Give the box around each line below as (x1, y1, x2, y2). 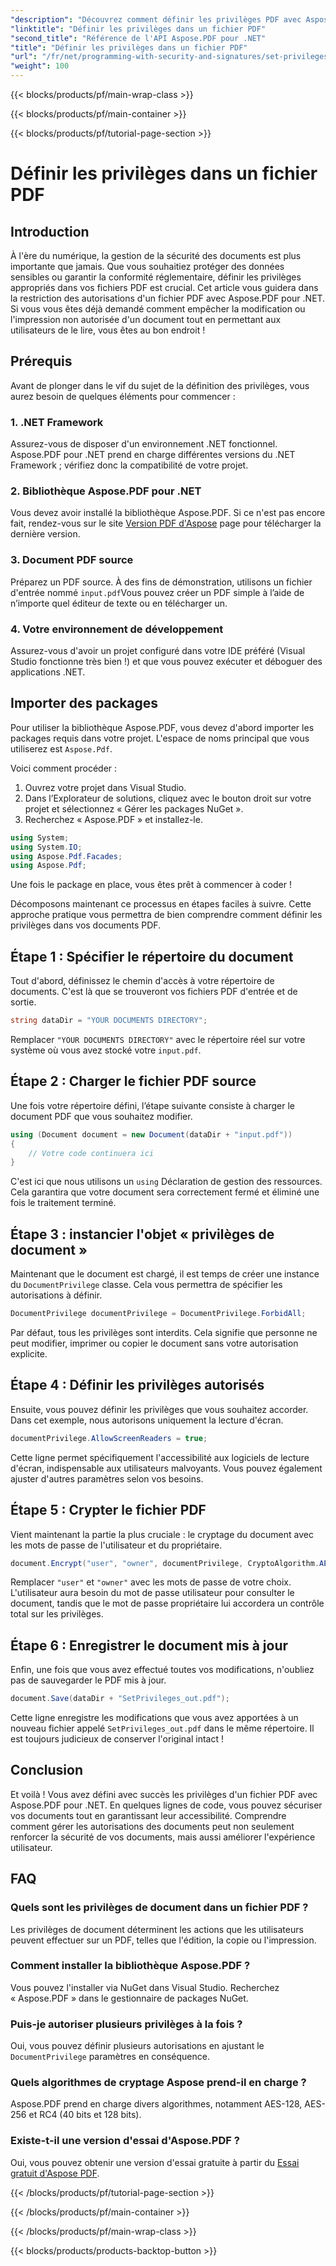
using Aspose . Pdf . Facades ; (10, 851, 123, 861)
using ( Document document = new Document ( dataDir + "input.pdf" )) (10, 1129, 293, 1140)
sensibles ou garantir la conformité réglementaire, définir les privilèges (10, 271, 302, 283)
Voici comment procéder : (10, 762, 118, 774)
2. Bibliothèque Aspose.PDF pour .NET (10, 484, 202, 498)
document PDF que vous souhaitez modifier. (10, 1110, 193, 1122)
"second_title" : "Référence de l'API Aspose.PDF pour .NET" (10, 33, 267, 43)
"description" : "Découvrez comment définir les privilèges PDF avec (10, 14, 302, 25)
